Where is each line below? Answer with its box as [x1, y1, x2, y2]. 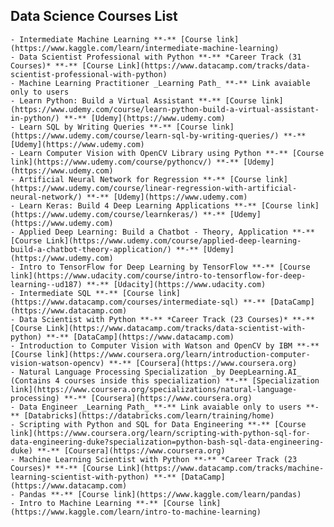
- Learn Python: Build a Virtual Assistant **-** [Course [10, 95, 257, 106]
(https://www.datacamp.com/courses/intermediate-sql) [10, 297, 240, 307]
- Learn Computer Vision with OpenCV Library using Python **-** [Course [10, 148, 325, 158]
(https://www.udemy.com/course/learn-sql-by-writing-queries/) [10, 130, 280, 141]
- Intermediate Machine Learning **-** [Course [10, 34, 213, 44]
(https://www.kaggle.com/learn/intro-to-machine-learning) [10, 507, 262, 517]
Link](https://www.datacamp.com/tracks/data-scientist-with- [46, 323, 307, 333]
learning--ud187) [10, 279, 83, 289]
